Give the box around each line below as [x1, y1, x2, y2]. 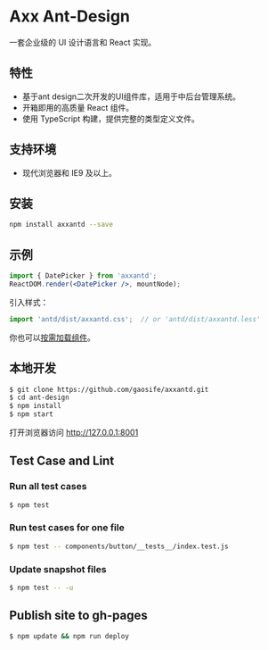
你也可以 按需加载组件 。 [9, 332, 95, 343]
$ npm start [9, 410, 53, 419]
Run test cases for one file [9, 521, 125, 534]
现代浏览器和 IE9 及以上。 [21, 167, 118, 178]
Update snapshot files [9, 562, 107, 575]
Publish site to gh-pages [9, 608, 149, 623]
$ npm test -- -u [9, 583, 74, 593]
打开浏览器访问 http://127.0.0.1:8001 [9, 427, 139, 437]
